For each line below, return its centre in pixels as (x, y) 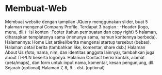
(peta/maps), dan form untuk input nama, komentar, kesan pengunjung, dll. (80, 62)
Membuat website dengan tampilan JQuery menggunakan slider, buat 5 (76, 22)
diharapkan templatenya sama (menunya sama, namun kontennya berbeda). (81, 37)
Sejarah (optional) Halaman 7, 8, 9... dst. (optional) (55, 67)
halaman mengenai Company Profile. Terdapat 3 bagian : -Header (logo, (77, 26)
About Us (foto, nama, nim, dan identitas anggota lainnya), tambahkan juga (80, 52)
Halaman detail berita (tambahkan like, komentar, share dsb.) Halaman (75, 47)
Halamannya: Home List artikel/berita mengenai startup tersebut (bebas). (78, 42)
